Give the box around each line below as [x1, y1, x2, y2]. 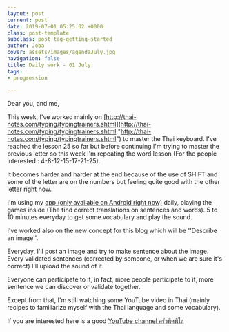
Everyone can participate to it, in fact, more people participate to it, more [7, 275, 214, 284]
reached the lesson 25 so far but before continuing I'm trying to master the [7, 142, 219, 151]
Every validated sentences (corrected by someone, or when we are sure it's [7, 255, 223, 263]
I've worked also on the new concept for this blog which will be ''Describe [7, 226, 217, 235]
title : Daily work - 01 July [7, 62, 91, 68]
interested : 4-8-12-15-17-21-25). [7, 157, 101, 165]
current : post [7, 17, 48, 24]
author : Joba [7, 42, 45, 49]
